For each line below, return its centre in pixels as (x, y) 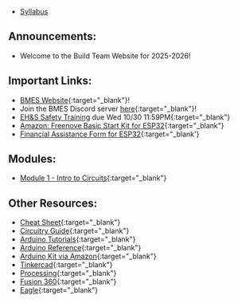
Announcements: (53, 36)
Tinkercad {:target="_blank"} (66, 265)
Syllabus (34, 12)
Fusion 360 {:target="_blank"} (68, 281)
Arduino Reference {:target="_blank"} (80, 248)
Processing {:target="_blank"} (68, 273)
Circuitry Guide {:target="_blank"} (74, 231)
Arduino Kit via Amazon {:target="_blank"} (88, 256)
